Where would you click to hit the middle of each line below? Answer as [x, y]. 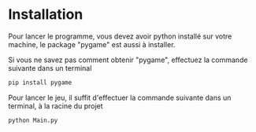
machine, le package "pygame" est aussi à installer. [92, 44]
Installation [46, 15]
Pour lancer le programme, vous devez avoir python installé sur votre [120, 36]
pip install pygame [40, 82]
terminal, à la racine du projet [56, 106]
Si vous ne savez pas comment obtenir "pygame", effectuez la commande [128, 60]
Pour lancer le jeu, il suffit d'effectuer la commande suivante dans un [120, 97]
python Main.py [33, 120]
